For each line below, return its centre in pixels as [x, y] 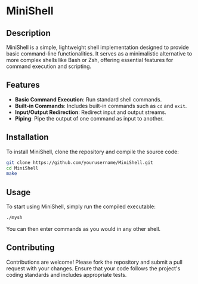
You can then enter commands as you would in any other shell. [83, 229]
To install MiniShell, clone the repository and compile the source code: [92, 152]
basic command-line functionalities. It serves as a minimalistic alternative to [99, 54]
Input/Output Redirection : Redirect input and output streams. [91, 112]
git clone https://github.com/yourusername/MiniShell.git [80, 162]
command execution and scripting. [49, 66]
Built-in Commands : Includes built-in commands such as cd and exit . [101, 106]
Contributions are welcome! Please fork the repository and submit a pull [95, 262]
